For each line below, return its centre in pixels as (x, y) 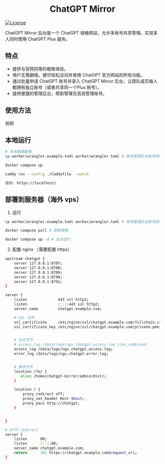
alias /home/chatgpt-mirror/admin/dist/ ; (63, 376)
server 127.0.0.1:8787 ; (38, 263)
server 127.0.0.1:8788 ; (38, 268)
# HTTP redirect (22, 430)
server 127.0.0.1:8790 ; (38, 277)
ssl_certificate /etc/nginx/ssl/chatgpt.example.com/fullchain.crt (89, 322)
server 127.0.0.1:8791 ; (38, 281)
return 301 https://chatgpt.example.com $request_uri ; (76, 453)
